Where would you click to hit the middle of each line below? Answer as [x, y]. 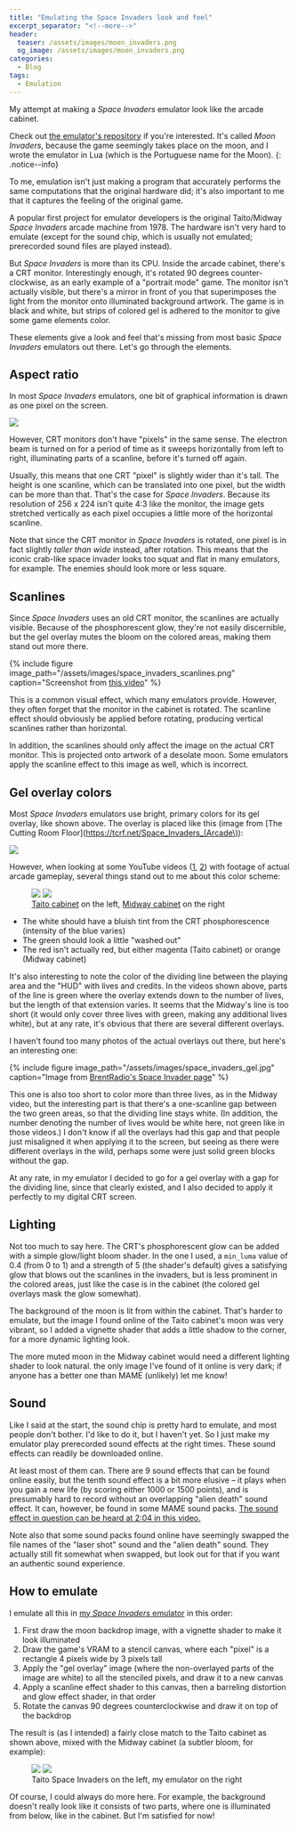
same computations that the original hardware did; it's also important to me [147, 191]
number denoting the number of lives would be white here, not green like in [147, 1123]
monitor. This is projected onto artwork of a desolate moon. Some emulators [149, 755]
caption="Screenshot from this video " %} [85, 683]
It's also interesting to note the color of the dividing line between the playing [149, 977]
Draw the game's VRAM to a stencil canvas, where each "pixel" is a [145, 1649]
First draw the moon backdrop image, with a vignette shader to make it [152, 1630]
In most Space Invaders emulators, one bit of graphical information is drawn [149, 396]
